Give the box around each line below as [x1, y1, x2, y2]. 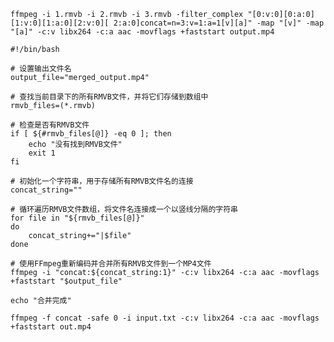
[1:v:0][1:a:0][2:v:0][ [10, 18, 110, 28]
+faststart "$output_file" [10, 276, 123, 286]
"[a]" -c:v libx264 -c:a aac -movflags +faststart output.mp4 [10, 27, 275, 37]
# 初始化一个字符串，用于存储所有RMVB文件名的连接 [10, 176, 194, 186]
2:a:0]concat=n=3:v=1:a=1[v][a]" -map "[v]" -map [113, 18, 325, 28]
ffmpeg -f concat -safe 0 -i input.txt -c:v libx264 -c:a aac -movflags [10, 313, 320, 323]
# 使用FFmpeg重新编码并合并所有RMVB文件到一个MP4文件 [10, 259, 212, 269]
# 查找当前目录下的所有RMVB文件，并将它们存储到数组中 [10, 92, 209, 102]
